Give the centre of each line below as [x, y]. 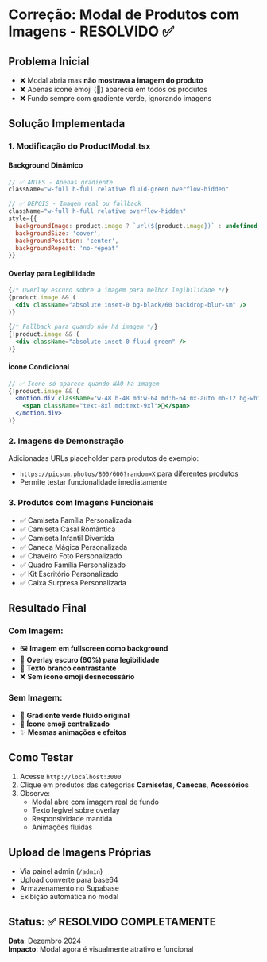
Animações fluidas [62, 827]
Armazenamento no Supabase [69, 888]
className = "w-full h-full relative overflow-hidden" [97, 211]
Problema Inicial [49, 61]
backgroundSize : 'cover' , [58, 233]
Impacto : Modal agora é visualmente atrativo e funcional [101, 949]
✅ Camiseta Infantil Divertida [67, 538]
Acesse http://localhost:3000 [70, 777]
